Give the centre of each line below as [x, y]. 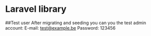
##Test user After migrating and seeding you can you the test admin [76, 23]
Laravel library [36, 9]
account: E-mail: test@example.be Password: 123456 [60, 28]
